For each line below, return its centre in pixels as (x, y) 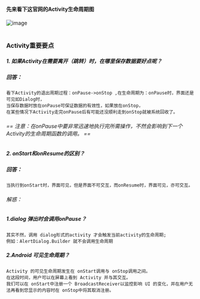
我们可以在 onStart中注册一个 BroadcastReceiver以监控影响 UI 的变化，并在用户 (98, 284)
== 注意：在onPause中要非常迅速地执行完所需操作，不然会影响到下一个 (95, 126)
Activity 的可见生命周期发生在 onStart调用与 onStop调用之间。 (78, 271)
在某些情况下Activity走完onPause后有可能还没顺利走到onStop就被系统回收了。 (92, 112)
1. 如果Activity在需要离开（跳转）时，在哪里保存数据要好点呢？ (84, 61)
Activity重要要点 (30, 45)
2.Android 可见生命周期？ (38, 255)
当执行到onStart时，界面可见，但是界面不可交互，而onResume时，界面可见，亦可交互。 (99, 185)
